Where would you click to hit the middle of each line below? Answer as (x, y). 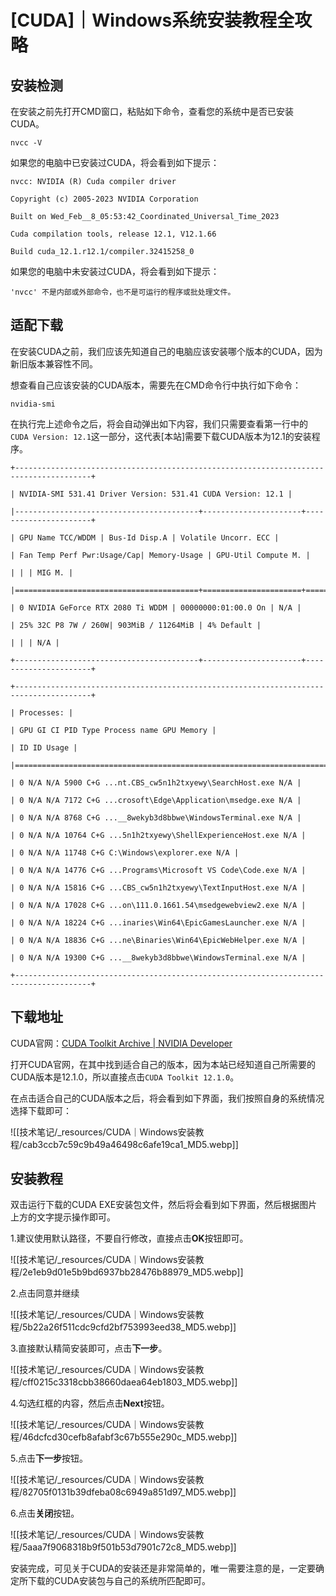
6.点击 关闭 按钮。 (45, 1513)
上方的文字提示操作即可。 (63, 1217)
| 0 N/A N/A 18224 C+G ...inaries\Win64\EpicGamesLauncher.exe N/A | (158, 922)
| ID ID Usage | (44, 747)
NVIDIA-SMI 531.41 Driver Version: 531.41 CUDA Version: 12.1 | (156, 494)
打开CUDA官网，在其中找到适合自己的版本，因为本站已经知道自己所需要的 (163, 1064)
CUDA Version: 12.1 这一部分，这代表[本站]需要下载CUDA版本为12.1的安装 (161, 436)
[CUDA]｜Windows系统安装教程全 (152, 20)
